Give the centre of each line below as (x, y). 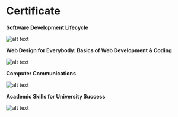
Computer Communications (41, 73)
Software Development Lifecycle (47, 27)
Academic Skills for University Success (56, 96)
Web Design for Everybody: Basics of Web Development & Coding (89, 50)
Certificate (33, 11)
